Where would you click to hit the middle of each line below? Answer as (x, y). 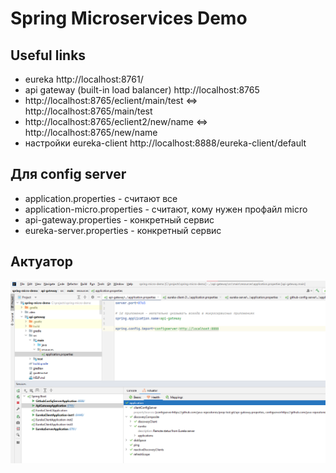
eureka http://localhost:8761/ (84, 79)
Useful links (48, 55)
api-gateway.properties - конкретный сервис (119, 219)
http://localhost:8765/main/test (88, 111)
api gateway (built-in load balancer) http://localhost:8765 (142, 90)
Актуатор (41, 262)
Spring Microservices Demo (129, 18)
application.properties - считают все (101, 198)
